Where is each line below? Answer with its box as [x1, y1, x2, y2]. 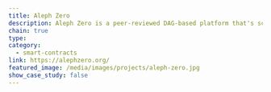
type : [8, 34, 27, 42]
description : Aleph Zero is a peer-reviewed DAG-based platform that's [8, 19, 254, 27]
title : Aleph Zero [8, 11, 70, 20]
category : [8, 42, 42, 50]
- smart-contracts [15, 49, 78, 57]
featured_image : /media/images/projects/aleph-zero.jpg [8, 64, 200, 72]
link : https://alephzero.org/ [8, 57, 110, 65]
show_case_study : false [8, 71, 89, 79]
